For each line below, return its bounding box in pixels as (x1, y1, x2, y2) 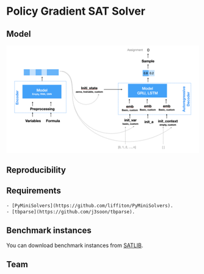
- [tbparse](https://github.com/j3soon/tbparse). (6, 209, 136, 215)
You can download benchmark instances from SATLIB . (6, 242, 144, 249)
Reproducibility (6, 165, 66, 175)
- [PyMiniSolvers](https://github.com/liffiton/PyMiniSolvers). (6, 202, 173, 209)
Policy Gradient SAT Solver (6, 4, 145, 18)
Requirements (6, 185, 61, 196)
